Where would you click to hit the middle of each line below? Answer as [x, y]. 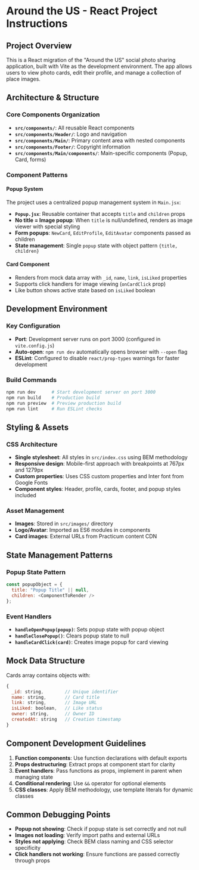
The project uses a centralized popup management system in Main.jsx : [94, 202]
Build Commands [32, 380]
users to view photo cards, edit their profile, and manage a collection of [94, 72]
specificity [27, 848]
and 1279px [29, 470]
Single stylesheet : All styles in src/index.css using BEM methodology [101, 457]
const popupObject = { [34, 585]
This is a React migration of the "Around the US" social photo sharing [91, 60]
